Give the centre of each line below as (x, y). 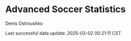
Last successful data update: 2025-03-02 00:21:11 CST (63, 33)
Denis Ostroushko (24, 23)
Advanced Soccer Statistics (65, 9)
